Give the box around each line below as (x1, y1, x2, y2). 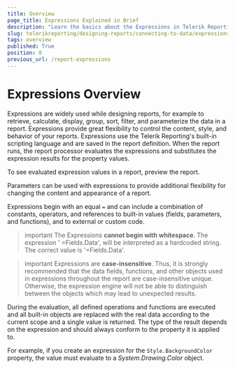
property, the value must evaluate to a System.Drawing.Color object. (7, 354, 205, 362)
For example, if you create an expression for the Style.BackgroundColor (7, 346, 213, 354)
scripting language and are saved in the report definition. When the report (7, 139, 220, 147)
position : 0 (7, 50, 42, 57)
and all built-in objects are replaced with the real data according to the (7, 310, 210, 318)
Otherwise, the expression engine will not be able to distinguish (24, 281, 208, 290)
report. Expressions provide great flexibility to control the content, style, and (7, 124, 227, 133)
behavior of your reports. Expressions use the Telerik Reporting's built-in (7, 131, 217, 140)
